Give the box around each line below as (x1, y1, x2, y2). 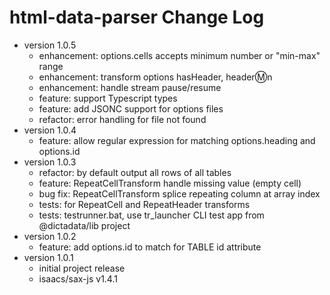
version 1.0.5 (23, 39, 77, 51)
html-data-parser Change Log (9, 6, 265, 29)
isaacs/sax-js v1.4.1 (38, 272, 118, 285)
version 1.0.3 (23, 156, 77, 168)
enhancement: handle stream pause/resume (38, 81, 222, 93)
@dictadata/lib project (38, 219, 131, 231)
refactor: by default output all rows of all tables (38, 166, 232, 178)
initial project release (38, 262, 126, 274)
